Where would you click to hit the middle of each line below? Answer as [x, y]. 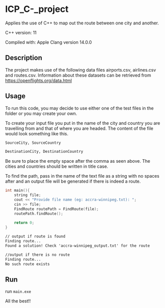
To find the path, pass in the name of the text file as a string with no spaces [82, 176]
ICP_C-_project [37, 9]
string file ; [28, 195]
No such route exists [28, 264]
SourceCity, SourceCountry [33, 143]
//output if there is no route [38, 255]
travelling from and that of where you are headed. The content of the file [79, 128]
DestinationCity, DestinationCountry [44, 152]
